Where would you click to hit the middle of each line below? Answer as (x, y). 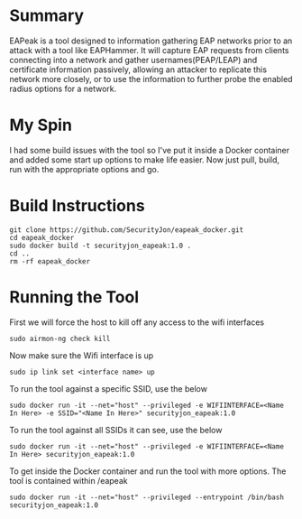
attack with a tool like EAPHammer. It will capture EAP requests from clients (149, 50)
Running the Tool (74, 297)
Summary (46, 16)
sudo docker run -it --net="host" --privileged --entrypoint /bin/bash (146, 497)
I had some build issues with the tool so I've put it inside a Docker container (150, 150)
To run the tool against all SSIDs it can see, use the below (116, 430)
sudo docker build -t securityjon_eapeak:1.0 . (101, 246)
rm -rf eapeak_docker (50, 261)
